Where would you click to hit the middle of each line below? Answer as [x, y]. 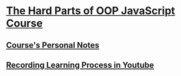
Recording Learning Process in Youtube [80, 65]
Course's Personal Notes [53, 45]
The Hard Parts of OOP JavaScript [90, 11]
